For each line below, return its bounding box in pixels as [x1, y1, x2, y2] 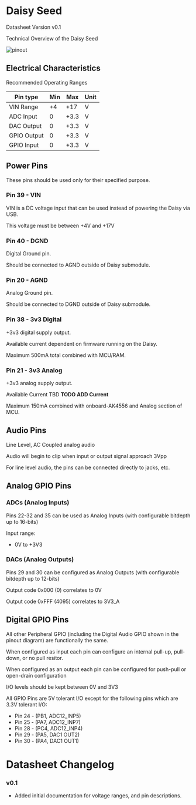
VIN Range [9, 103, 39, 111]
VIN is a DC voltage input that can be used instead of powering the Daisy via [6, 204, 190, 211]
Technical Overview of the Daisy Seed [6, 35, 98, 42]
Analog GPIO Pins [6, 481, 72, 491]
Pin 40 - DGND [6, 237, 49, 245]
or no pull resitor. [22, 654, 63, 661]
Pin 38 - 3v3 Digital [6, 315, 62, 324]
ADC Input [9, 112, 37, 120]
